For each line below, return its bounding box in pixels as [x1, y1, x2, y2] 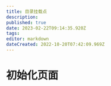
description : [6, 14, 39, 20]
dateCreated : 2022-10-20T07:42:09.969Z [6, 42, 105, 48]
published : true [6, 19, 46, 25]
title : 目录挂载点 [6, 8, 47, 15]
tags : [6, 31, 20, 37]
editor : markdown [6, 36, 49, 42]
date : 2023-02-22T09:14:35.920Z [6, 25, 86, 31]
